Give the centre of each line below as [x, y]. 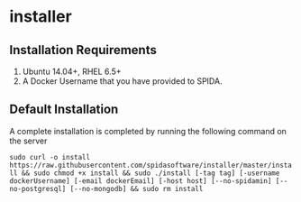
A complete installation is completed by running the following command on [148, 131]
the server [28, 141]
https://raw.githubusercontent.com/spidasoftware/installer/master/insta [151, 165]
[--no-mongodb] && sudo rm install [137, 188]
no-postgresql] [38, 188]
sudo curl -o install [50, 157]
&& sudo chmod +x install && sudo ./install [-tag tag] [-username [150, 173]
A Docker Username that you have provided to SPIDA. [122, 81]
